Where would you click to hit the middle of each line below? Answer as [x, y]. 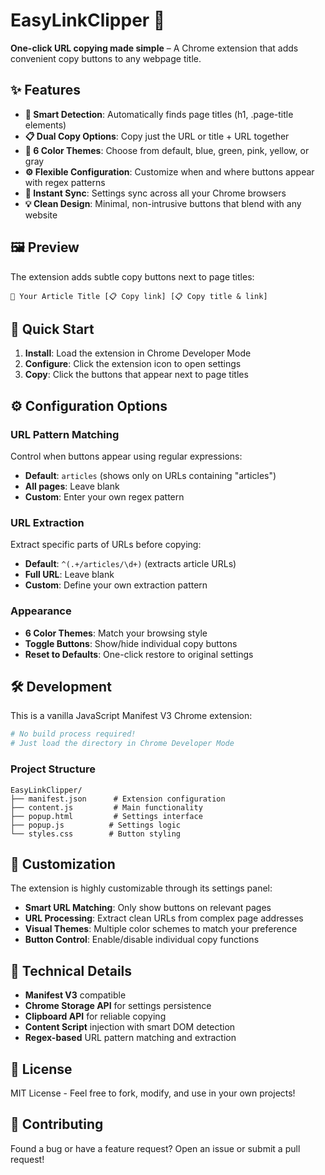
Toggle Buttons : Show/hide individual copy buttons [131, 643]
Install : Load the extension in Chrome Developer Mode [138, 353]
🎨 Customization [63, 864]
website [41, 215]
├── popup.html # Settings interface [106, 816]
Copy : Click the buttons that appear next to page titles [136, 375]
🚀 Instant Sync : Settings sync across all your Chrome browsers [155, 193]
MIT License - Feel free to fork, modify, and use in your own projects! [153, 1093]
